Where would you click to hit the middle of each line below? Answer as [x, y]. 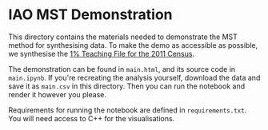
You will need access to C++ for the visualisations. [92, 118]
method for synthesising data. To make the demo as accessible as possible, [133, 45]
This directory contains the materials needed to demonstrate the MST [123, 37]
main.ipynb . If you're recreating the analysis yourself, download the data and [134, 77]
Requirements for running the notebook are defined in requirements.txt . [128, 110]
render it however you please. [57, 94]
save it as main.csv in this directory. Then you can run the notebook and [127, 86]
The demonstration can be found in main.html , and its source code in [122, 69]
